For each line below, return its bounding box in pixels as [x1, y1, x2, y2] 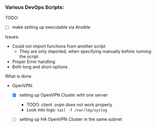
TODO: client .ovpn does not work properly [26, 102, 112, 108]
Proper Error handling [12, 59, 56, 64]
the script [19, 54, 39, 60]
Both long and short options [12, 64, 68, 70]
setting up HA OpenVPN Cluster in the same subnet [19, 116, 122, 122]
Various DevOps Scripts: [5, 4, 64, 11]
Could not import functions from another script [12, 43, 106, 49]
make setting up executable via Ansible [12, 24, 91, 30]
